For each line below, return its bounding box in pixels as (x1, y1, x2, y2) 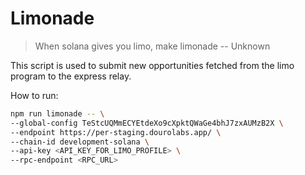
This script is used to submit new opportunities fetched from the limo (10, 59, 295, 71)
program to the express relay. (10, 70, 132, 82)
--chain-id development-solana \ (10, 137, 150, 147)
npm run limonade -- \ (10, 108, 105, 119)
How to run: (10, 89, 59, 101)
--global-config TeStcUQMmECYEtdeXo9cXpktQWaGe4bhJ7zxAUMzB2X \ (10, 118, 284, 128)
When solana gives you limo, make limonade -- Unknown (34, 40, 271, 52)
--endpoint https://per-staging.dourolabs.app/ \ (10, 127, 222, 137)
